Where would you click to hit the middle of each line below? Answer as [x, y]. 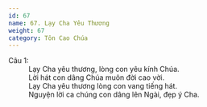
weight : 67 [27, 30]
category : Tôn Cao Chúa [48, 38]
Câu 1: [19, 61]
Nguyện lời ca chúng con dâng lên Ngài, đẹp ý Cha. [114, 95]
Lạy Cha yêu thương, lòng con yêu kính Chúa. [104, 69]
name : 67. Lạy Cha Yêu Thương [59, 23]
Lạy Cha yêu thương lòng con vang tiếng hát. [103, 86]
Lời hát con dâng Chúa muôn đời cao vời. [97, 77]
